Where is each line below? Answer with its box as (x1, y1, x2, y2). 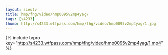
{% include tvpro (5, 35, 40, 41)
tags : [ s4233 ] (5, 16, 35, 21)
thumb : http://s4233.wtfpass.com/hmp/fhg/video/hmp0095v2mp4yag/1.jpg (5, 21, 156, 26)
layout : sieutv (5, 7, 37, 12)
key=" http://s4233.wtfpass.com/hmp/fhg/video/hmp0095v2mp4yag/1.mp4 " (5, 40, 163, 46)
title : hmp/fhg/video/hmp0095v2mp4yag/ (5, 12, 89, 17)
